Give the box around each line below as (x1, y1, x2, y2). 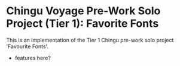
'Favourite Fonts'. (6, 43, 49, 50)
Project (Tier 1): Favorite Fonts (6, 17, 159, 30)
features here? (14, 54, 51, 61)
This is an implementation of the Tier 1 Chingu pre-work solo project (6, 36, 174, 43)
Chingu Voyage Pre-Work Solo (6, 4, 161, 18)
